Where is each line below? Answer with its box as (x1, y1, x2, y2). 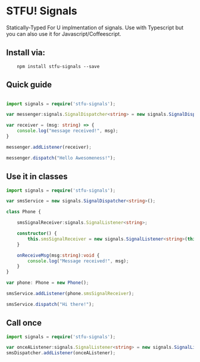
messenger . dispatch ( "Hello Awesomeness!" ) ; (6, 155, 116, 161)
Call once (6, 318, 42, 328)
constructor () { (17, 231, 58, 237)
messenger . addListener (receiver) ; (6, 144, 92, 150)
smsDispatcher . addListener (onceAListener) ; (6, 350, 116, 356)
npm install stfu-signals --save (17, 63, 100, 69)
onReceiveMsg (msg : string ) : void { (17, 252, 100, 258)
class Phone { (6, 209, 42, 215)
